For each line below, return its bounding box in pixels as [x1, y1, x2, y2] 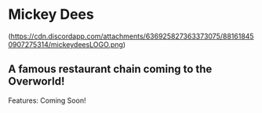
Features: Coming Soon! [8, 96, 86, 105]
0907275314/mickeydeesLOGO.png [8, 39, 124, 49]
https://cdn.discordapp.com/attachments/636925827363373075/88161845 [10, 31, 254, 41]
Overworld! [8, 75, 65, 88]
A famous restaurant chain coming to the [8, 63, 213, 76]
